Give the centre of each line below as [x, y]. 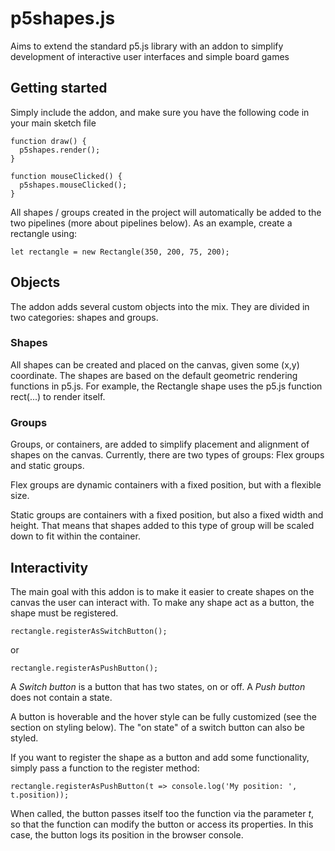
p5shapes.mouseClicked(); [73, 185]
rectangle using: [44, 233]
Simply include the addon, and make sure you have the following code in [160, 112]
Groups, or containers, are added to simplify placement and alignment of [160, 444]
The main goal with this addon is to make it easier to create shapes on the [162, 591]
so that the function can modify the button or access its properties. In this [162, 824]
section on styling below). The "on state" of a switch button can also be [157, 727]
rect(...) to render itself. [58, 396]
